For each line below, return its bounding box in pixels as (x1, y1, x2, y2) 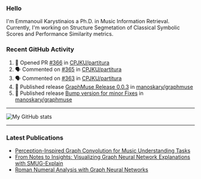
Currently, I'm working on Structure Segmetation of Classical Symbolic (6, 24, 181, 31)
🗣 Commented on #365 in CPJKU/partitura (14, 66, 122, 73)
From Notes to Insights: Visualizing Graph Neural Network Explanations (14, 153, 190, 161)
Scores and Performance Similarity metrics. (6, 30, 114, 38)
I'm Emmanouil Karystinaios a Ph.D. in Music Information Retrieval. (6, 18, 170, 25)
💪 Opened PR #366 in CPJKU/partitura (14, 58, 109, 66)
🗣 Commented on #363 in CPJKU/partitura (14, 75, 122, 82)
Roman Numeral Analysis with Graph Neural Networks (14, 166, 148, 173)
